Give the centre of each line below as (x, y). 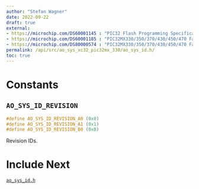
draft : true (21, 22)
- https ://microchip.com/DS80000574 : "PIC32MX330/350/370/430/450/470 (96, 45)
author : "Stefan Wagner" (37, 12)
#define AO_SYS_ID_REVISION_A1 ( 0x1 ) (53, 124)
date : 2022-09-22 (28, 17)
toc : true (18, 56)
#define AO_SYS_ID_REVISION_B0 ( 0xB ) (53, 130)
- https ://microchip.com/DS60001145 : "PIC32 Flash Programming (87, 34)
